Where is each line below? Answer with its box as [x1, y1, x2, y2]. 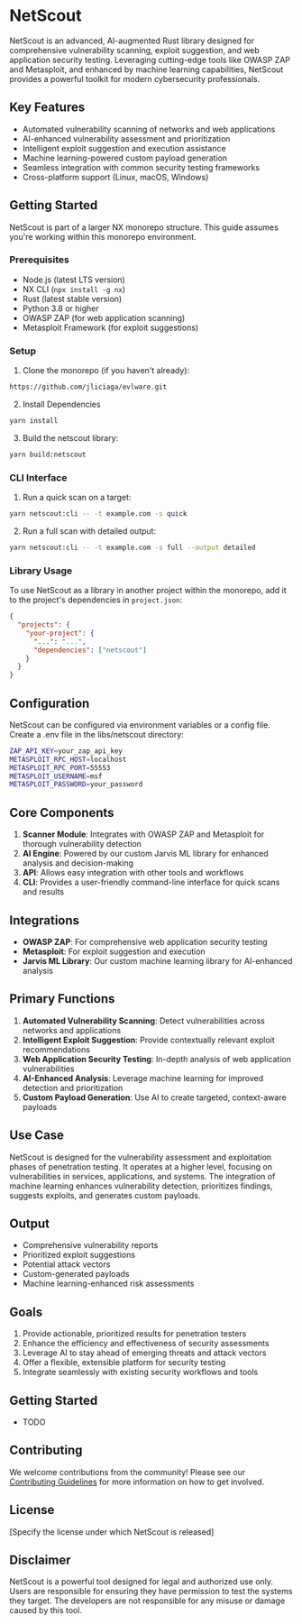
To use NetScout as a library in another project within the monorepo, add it [9, 585, 287, 596]
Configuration [9, 695, 90, 711]
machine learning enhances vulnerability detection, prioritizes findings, [9, 1180, 273, 1191]
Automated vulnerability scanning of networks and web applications [22, 124, 276, 134]
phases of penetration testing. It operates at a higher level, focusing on [9, 1161, 273, 1172]
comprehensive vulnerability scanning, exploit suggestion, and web [9, 44, 260, 55]
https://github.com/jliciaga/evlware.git [9, 382, 168, 392]
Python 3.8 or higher [22, 303, 99, 314]
